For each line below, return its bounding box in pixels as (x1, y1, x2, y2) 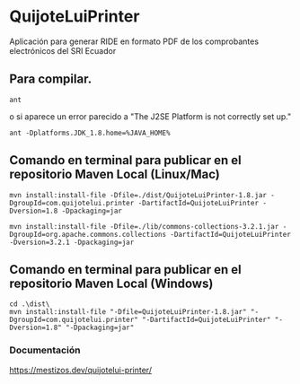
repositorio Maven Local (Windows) (9, 275, 214, 291)
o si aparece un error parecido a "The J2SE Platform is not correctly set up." (9, 110, 292, 122)
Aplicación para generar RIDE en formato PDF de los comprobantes (9, 36, 259, 47)
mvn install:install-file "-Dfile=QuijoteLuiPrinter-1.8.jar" (9, 308, 247, 317)
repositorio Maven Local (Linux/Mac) (9, 167, 220, 182)
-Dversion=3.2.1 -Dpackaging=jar (9, 238, 135, 247)
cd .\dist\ (9, 300, 50, 309)
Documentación (9, 344, 81, 356)
